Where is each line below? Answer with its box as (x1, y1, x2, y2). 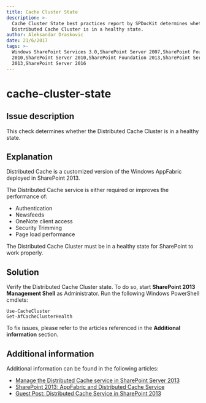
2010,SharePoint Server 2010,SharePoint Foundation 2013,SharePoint (12, 55, 191, 61)
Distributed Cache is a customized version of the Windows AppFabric (6, 168, 182, 175)
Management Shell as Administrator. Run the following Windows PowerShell (6, 290, 200, 297)
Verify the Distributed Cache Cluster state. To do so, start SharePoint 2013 (6, 283, 196, 291)
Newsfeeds (15, 211, 45, 218)
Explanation (6, 152, 53, 162)
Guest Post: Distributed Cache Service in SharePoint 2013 (15, 390, 161, 397)
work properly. (6, 249, 44, 256)
